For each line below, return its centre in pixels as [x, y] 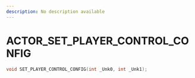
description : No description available [56, 12]
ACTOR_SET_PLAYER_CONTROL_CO [97, 40]
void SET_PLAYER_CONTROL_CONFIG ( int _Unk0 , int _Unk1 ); [77, 69]
